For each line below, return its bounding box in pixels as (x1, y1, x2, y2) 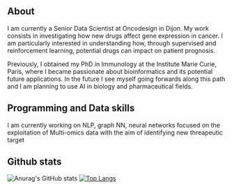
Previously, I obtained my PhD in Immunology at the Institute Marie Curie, (7, 59, 217, 68)
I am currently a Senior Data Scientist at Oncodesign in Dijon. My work (7, 24, 209, 32)
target (7, 135, 24, 144)
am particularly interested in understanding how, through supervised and (7, 38, 217, 47)
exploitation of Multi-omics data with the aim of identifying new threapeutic (7, 128, 223, 137)
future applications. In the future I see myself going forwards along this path (7, 75, 226, 83)
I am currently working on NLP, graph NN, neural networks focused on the (7, 121, 221, 129)
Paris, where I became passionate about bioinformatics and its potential (7, 67, 213, 75)
